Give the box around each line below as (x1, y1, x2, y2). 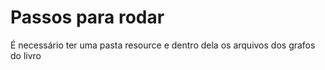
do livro (10, 49, 42, 61)
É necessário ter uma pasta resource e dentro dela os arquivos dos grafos (10, 39, 316, 51)
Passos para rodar (10, 6, 165, 29)
